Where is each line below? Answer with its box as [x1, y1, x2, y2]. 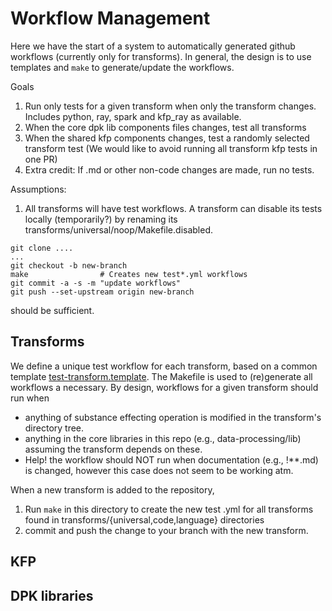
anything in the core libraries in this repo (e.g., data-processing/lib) [24, 432, 302, 444]
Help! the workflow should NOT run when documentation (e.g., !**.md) [24, 453, 319, 466]
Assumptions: [10, 183, 67, 195]
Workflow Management [10, 7, 211, 30]
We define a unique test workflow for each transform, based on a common [10, 360, 318, 372]
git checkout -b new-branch [10, 260, 128, 271]
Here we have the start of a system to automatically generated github [10, 40, 296, 52]
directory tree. [24, 422, 85, 434]
